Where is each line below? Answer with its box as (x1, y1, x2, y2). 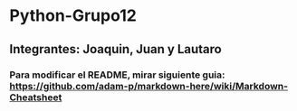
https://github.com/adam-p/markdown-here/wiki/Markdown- (9, 79, 288, 92)
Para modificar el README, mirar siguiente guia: (9, 69, 225, 81)
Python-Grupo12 (9, 5, 138, 26)
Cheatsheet (9, 91, 62, 104)
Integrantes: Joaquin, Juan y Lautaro (9, 42, 222, 57)
